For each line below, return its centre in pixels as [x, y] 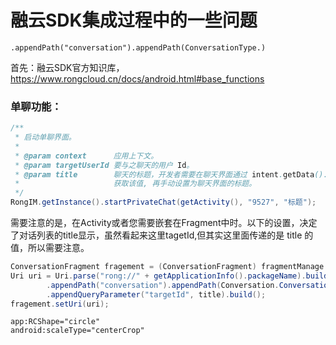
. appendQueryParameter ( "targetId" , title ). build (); [156, 294]
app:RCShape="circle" [55, 322]
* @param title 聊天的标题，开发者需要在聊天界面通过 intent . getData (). [171, 174]
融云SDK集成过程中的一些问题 [134, 20]
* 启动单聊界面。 [45, 137]
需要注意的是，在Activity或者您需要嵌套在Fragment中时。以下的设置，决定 [164, 223]
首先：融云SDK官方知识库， [67, 67]
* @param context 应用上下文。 [86, 156]
